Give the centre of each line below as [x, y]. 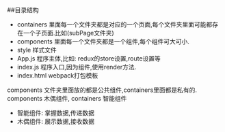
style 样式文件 [37, 50]
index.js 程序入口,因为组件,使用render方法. [77, 67]
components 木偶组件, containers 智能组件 [67, 98]
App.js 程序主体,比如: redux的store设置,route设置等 [89, 59]
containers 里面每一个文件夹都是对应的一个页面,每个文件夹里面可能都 [115, 24]
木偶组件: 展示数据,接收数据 [55, 121]
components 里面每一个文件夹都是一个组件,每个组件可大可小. [103, 42]
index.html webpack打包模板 [57, 76]
